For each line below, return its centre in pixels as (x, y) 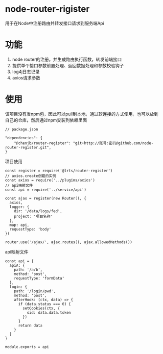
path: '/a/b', (28, 270)
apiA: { (17, 265)
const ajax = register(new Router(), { (46, 198)
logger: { (19, 207)
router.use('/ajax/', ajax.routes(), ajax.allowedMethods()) (69, 242)
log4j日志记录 (26, 72)
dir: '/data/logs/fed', (38, 211)
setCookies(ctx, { (41, 308)
